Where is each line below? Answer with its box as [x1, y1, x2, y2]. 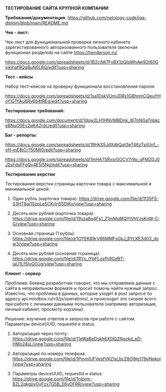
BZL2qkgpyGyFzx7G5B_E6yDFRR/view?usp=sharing [12, 381, 120, 387]
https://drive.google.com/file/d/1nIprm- [12, 376, 92, 382]
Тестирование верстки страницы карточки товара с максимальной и [5, 181, 152, 186]
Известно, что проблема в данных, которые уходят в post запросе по [5, 290, 152, 296]
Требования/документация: [5, 15, 67, 20]
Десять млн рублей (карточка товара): [12, 211, 95, 216]
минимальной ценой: [5, 186, 50, 192]
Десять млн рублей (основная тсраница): [12, 250, 101, 256]
